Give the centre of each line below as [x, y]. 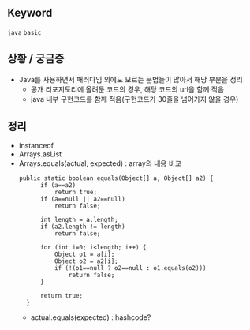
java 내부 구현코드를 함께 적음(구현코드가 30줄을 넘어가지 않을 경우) [134, 99]
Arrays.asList [40, 154]
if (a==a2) [58, 186]
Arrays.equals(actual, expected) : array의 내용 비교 [100, 163]
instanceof [36, 146]
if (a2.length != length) [82, 227]
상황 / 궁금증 [36, 59]
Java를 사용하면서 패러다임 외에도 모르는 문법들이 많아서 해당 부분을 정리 [131, 79]
